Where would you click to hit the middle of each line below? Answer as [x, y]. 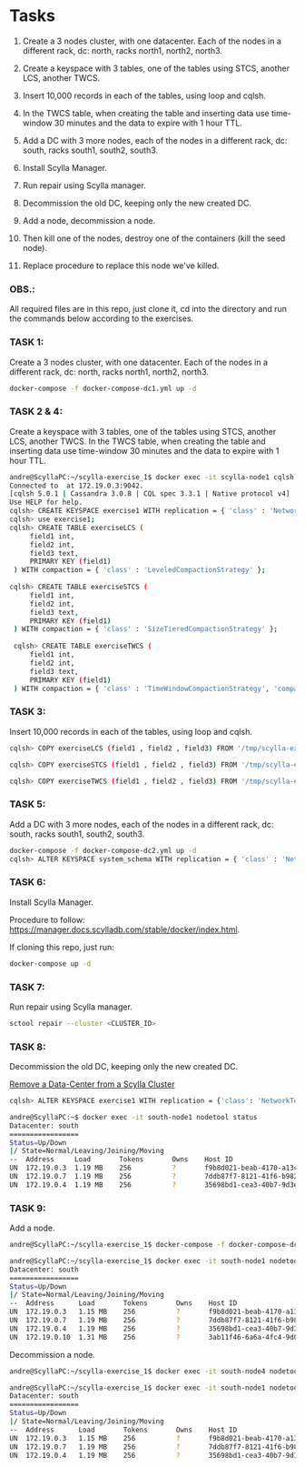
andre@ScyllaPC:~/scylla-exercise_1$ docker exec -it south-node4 [138, 1371]
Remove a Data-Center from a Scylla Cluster [92, 1084]
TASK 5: [28, 804]
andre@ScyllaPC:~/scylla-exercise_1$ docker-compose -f [117, 1245]
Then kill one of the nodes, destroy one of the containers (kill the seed [154, 238]
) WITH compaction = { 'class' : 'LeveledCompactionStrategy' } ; [139, 570]
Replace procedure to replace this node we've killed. [121, 266]
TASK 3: [28, 712]
